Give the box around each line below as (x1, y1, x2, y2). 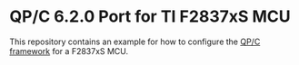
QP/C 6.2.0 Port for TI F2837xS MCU (9, 6, 291, 27)
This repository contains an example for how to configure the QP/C (9, 36, 261, 47)
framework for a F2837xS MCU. (9, 45, 129, 56)
